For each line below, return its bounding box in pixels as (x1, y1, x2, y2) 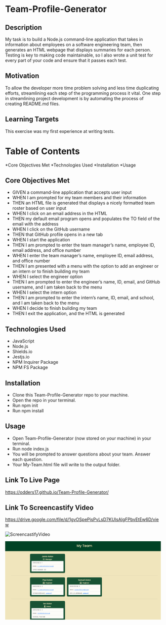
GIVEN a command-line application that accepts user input (12, 189, 132, 195)
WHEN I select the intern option (12, 289, 77, 295)
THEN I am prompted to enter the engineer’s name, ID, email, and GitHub (12, 279, 161, 285)
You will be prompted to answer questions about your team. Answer (12, 451, 151, 457)
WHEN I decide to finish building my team (12, 305, 97, 311)
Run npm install (12, 408, 44, 413)
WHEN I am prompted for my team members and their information (12, 195, 147, 201)
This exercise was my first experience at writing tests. (5, 128, 115, 134)
